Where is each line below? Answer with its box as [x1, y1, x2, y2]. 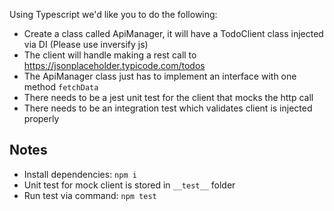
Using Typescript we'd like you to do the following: [9, 9, 218, 20]
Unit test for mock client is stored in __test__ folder [23, 179, 236, 191]
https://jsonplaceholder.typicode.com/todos [23, 60, 206, 71]
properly [23, 113, 60, 124]
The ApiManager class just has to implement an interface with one [23, 70, 297, 82]
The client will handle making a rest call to [23, 49, 197, 61]
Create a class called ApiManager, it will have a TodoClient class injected [23, 28, 324, 39]
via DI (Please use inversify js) [23, 39, 149, 50]
